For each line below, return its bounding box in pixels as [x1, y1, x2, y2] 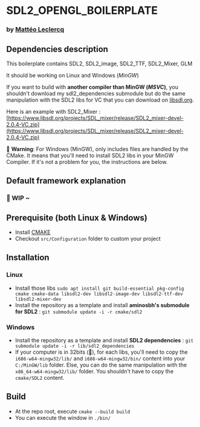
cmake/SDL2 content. [15, 374, 65, 382]
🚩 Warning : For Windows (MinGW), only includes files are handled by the [6, 145, 189, 152]
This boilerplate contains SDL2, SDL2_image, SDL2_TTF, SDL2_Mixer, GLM [6, 60, 193, 67]
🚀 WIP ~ [6, 194, 30, 203]
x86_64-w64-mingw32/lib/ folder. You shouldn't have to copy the [15, 368, 174, 375]
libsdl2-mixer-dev [15, 296, 62, 302]
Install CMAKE [15, 229, 51, 236]
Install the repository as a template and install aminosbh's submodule [15, 301, 190, 308]
